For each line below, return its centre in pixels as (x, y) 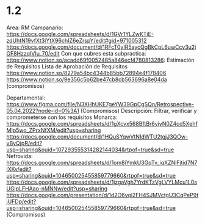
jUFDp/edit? (21, 201)
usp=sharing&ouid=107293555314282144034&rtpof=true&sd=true (90, 150)
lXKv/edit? (19, 169)
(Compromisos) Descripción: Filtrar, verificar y (138, 110)
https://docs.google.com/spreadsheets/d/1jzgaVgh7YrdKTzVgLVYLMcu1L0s (102, 182)
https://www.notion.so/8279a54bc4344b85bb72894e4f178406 (86, 73)
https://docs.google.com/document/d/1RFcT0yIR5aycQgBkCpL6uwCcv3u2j (101, 47)
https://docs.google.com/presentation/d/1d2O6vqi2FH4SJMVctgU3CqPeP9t (103, 195)
